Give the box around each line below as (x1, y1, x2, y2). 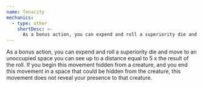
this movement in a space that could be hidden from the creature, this (6, 68, 181, 75)
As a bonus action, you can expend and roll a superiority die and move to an (6, 48, 197, 55)
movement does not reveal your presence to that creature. (6, 74, 153, 82)
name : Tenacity (6, 9, 45, 15)
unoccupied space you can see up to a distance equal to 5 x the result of (6, 55, 189, 62)
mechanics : (6, 15, 34, 21)
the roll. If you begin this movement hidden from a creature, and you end (6, 61, 188, 69)
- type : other (12, 20, 47, 26)
